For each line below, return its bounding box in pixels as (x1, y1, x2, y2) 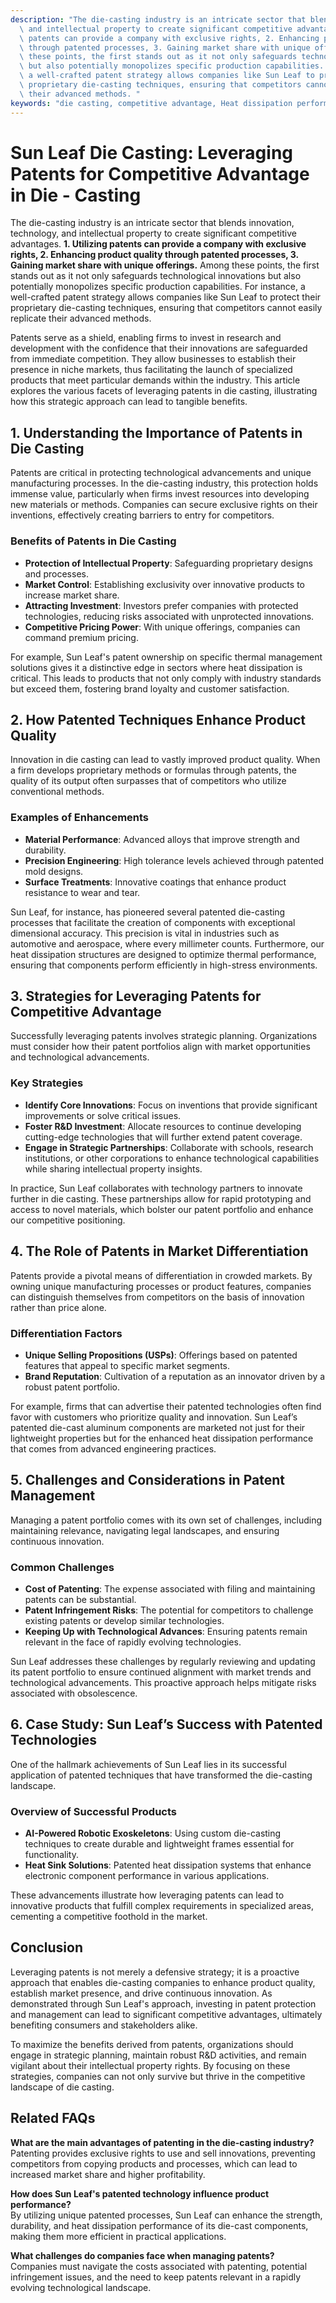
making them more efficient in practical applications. (10, 2230, 227, 2242)
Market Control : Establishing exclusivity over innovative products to (24, 578, 305, 590)
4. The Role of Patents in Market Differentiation (10, 1243, 309, 1260)
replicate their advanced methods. (10, 312, 152, 325)
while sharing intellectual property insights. (24, 1162, 203, 1175)
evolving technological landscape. (10, 2281, 152, 2293)
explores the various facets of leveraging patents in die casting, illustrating (10, 385, 318, 397)
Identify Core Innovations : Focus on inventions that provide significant (24, 1099, 318, 1111)
